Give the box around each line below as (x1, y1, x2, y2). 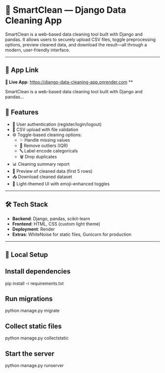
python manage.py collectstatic (5, 335, 69, 341)
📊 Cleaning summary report (12, 161, 70, 167)
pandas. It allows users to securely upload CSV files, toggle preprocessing (5, 37, 156, 42)
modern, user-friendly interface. (5, 47, 70, 53)
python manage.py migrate (5, 308, 60, 314)
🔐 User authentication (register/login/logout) (12, 121, 102, 127)
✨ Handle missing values (19, 137, 70, 143)
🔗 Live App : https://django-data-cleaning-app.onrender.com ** (5, 79, 134, 85)
